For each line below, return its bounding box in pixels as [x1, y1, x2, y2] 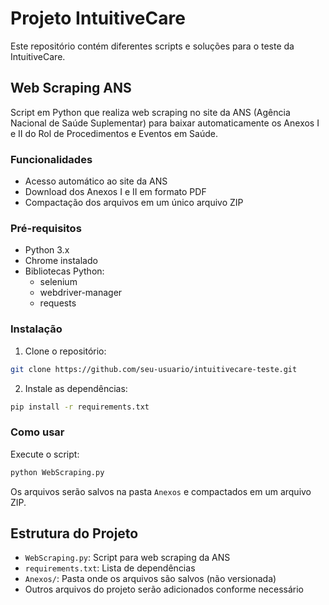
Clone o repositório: [24, 345, 107, 357]
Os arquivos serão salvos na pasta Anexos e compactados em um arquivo [10, 485, 312, 497]
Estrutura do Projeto [10, 525, 139, 542]
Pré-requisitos [10, 221, 82, 235]
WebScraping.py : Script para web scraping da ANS [24, 552, 231, 564]
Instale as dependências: [24, 382, 128, 394]
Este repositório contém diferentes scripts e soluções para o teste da [10, 40, 295, 52]
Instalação [10, 322, 63, 336]
